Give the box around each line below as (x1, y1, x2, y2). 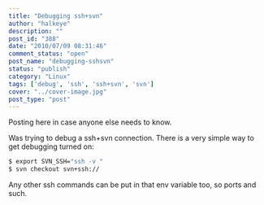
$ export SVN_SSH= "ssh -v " (8, 158, 104, 166)
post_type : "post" (8, 95, 71, 103)
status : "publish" (8, 65, 71, 73)
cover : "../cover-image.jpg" (8, 87, 107, 96)
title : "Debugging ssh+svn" (8, 11, 104, 20)
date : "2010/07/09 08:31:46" (8, 42, 107, 50)
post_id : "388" (8, 34, 60, 43)
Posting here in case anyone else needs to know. (8, 117, 172, 127)
